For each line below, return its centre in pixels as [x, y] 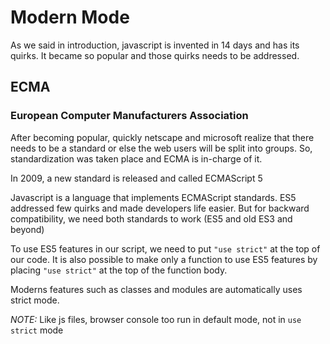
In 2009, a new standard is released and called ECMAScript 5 [136, 178]
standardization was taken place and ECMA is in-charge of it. [136, 158]
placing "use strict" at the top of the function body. [119, 270]
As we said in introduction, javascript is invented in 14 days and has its [155, 45]
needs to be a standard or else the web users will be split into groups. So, [161, 148]
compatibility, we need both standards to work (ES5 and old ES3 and [151, 218]
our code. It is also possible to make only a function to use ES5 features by [164, 259]
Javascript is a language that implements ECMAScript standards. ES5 [153, 197]
